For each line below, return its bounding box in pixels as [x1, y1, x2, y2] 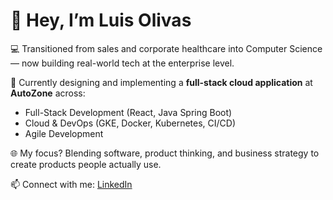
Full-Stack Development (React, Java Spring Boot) [24, 106, 233, 118]
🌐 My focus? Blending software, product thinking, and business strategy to [10, 147, 320, 159]
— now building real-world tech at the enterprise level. [10, 57, 235, 69]
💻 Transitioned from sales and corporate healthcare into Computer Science [10, 42, 323, 54]
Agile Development [24, 127, 104, 139]
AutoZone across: [10, 87, 86, 99]
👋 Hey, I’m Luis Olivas [10, 9, 192, 32]
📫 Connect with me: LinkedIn [10, 178, 133, 190]
